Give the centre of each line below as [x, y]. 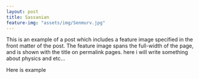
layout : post [22, 12]
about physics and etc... [36, 59]
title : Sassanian [28, 17]
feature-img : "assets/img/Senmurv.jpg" [56, 23]
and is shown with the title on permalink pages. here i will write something [97, 52]
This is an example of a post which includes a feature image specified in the [99, 40]
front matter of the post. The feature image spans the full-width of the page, [100, 46]
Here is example [26, 70]
